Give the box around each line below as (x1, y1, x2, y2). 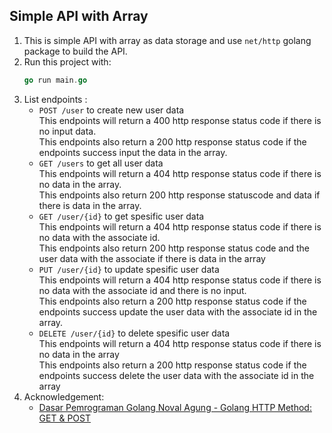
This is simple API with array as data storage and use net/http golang (23, 34, 312, 46)
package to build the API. (23, 45, 128, 57)
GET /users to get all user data (38, 157, 164, 169)
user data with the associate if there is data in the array (38, 252, 266, 264)
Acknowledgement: (23, 390, 105, 403)
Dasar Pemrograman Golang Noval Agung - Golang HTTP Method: (38, 401, 312, 413)
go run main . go (23, 75, 88, 85)
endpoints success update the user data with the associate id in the (38, 305, 318, 318)
